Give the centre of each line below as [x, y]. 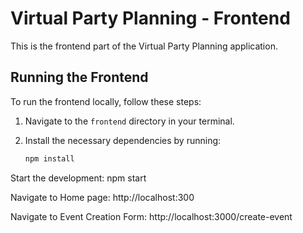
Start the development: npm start [78, 178]
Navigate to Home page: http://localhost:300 [102, 197]
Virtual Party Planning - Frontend [150, 18]
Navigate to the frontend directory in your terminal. [129, 121]
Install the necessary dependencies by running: [123, 140]
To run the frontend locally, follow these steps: [106, 101]
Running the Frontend [79, 77]
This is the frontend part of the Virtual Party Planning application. [144, 46]
